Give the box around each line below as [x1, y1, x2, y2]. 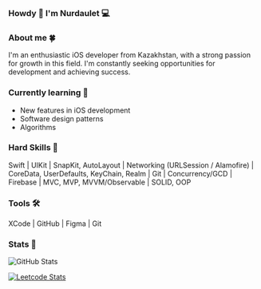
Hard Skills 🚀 [8, 142, 58, 153]
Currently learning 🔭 [8, 87, 89, 98]
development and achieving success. [8, 67, 131, 77]
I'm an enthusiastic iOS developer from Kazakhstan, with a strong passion [8, 50, 251, 60]
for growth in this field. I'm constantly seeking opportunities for [8, 59, 216, 69]
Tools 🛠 [8, 197, 41, 208]
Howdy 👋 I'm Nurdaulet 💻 [8, 7, 110, 18]
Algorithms [19, 122, 57, 132]
